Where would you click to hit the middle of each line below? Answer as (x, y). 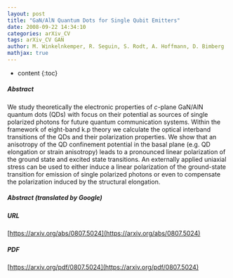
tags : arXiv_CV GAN (36, 40)
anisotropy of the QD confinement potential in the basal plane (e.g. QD (109, 144)
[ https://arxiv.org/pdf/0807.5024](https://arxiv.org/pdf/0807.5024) (103, 267)
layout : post (26, 14)
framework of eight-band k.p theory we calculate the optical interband (109, 129)
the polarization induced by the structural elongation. (84, 182)
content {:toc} (38, 73)
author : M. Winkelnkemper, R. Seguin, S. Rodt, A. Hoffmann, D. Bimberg (116, 46)
